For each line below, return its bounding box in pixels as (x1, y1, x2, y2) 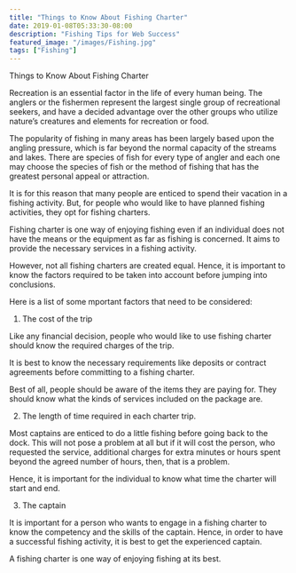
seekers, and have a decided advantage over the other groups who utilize (9, 107, 278, 117)
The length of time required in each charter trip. (21, 410, 197, 422)
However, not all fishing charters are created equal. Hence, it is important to (9, 260, 286, 271)
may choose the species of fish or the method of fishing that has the (9, 162, 260, 172)
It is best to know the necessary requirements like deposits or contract (9, 357, 267, 369)
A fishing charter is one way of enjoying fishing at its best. (9, 553, 222, 564)
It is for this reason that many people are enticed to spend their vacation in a (9, 188, 288, 199)
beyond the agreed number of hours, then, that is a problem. (9, 457, 230, 467)
